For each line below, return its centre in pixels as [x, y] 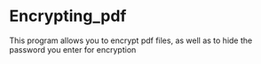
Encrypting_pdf [68, 16]
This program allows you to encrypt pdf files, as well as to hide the [131, 40]
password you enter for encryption [73, 49]
